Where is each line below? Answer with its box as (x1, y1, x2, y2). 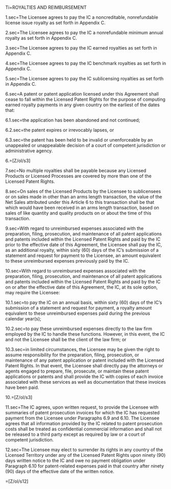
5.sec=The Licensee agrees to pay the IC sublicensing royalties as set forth (5, 76, 164, 81)
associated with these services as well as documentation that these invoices (5, 379, 166, 385)
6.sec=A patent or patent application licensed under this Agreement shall (5, 91, 159, 97)
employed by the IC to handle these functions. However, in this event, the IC (5, 331, 165, 337)
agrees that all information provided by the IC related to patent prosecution (5, 421, 162, 426)
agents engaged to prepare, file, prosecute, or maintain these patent (5, 368, 149, 374)
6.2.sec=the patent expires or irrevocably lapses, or (5, 127, 114, 133)
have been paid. (5, 384, 39, 390)
